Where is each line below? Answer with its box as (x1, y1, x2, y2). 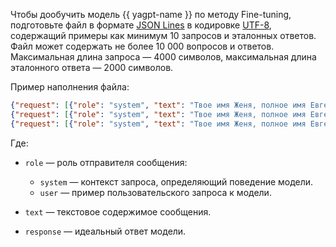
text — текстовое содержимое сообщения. (24, 205, 212, 218)
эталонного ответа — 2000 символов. (10, 62, 174, 73)
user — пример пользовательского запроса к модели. (39, 186, 272, 198)
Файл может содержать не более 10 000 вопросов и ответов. (10, 40, 275, 52)
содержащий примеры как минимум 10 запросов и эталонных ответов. (10, 30, 317, 41)
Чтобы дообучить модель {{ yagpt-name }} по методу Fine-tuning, (10, 9, 292, 20)
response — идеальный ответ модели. (24, 225, 187, 237)
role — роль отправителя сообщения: (24, 156, 188, 168)
